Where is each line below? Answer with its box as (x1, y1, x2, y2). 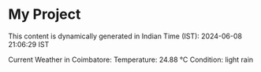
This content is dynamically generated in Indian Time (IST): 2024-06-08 (8, 31, 243, 41)
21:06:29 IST (8, 39, 50, 49)
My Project (8, 5, 81, 23)
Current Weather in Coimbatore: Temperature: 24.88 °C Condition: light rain (8, 55, 254, 64)
